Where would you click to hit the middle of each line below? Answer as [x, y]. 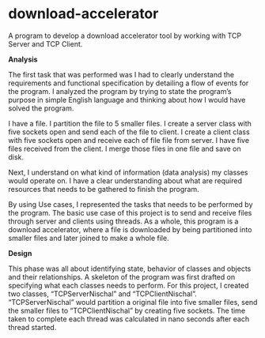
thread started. [32, 327]
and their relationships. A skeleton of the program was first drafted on [122, 276]
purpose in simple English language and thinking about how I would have [127, 100]
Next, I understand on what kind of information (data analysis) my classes [128, 172]
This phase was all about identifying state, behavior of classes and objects [130, 269]
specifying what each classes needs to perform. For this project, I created [129, 285]
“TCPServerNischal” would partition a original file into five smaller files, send [133, 302]
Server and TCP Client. [45, 43]
